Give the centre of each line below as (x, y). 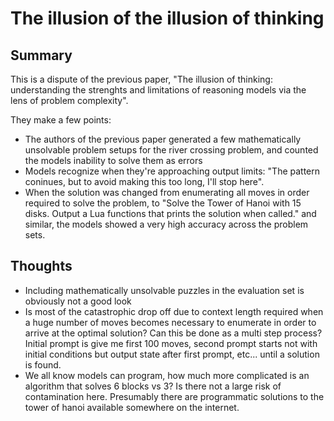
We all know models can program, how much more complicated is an (167, 375)
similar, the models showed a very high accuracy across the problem (166, 224)
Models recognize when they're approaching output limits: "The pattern (172, 171)
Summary (41, 55)
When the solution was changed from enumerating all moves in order (167, 192)
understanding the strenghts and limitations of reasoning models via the (158, 90)
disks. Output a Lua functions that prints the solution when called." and (170, 213)
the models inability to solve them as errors (113, 160)
